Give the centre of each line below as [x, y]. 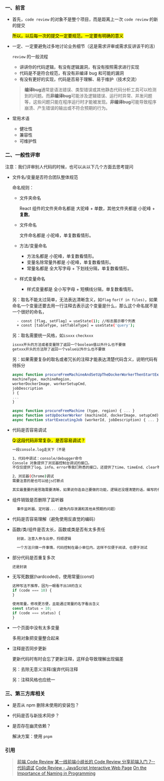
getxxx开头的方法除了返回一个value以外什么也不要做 [59, 349]
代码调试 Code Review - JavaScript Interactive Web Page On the [82, 768]
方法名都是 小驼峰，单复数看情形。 [61, 256]
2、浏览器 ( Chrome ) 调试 [33, 476]
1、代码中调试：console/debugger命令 [47, 458]
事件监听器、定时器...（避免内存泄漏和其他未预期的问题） [67, 509]
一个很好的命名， [29, 311]
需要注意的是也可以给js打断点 [38, 481]
